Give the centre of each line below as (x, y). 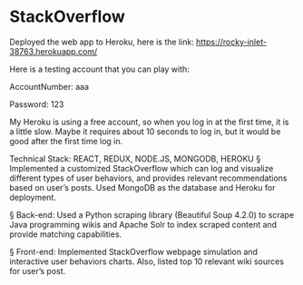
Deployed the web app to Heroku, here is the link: (102, 42)
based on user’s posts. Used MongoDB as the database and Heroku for (142, 187)
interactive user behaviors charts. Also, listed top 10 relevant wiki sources (147, 261)
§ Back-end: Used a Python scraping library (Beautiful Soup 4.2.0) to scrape (152, 214)
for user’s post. (38, 270)
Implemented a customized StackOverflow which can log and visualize (142, 168)
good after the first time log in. (66, 141)
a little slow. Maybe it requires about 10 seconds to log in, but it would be (145, 131)
